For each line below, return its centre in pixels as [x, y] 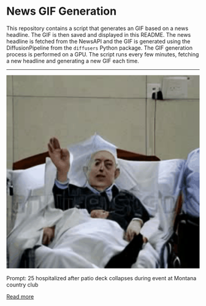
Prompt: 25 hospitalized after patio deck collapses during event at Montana [101, 278]
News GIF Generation [62, 11]
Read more [20, 296]
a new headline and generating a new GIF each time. [73, 61]
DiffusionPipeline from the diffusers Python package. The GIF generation [100, 48]
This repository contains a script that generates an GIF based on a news [97, 28]
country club [22, 285]
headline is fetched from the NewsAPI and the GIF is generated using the [98, 41]
